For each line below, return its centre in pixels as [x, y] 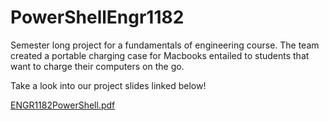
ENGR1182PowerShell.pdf [63, 105]
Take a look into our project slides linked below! [108, 85]
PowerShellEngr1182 [97, 17]
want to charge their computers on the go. [97, 66]
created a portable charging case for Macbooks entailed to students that [160, 55]
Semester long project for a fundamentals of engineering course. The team [165, 45]
